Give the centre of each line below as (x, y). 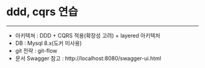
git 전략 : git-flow (36, 50)
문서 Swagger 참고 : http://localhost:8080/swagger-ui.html (88, 58)
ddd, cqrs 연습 (42, 12)
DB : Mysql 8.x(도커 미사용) (49, 43)
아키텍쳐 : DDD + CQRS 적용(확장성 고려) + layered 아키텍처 (88, 35)
